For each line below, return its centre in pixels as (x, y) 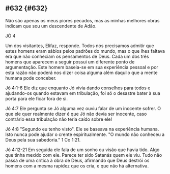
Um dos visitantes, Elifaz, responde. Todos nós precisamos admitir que (80, 46)
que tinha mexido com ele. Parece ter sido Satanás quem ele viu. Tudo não (84, 155)
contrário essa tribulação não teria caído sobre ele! (59, 119)
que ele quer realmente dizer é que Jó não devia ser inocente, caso (76, 114)
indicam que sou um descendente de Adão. (51, 26)
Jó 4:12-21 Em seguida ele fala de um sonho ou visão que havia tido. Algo (82, 150)
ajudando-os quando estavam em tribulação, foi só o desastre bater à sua (83, 93)
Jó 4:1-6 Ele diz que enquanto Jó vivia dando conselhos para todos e (78, 88)
